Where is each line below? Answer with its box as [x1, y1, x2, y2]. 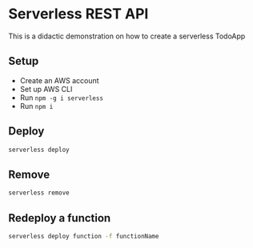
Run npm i [19, 101, 54, 110]
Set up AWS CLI [19, 84, 73, 94]
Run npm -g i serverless [19, 93, 104, 102]
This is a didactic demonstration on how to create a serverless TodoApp [8, 31, 246, 41]
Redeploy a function [8, 211, 111, 225]
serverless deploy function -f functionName [8, 232, 159, 240]
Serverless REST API [8, 5, 149, 23]
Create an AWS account [19, 75, 99, 85]
